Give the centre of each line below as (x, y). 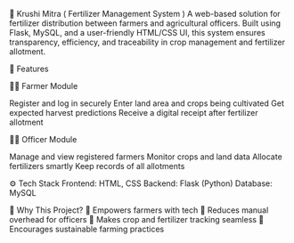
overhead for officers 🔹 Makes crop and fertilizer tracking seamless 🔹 (137, 219)
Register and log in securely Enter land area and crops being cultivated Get (147, 103)
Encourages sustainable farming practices (87, 229)
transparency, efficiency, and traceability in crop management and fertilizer (147, 42)
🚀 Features (29, 69)
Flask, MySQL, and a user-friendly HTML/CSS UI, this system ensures (137, 32)
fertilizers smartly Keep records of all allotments (97, 166)
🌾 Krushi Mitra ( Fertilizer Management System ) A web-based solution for (145, 14)
